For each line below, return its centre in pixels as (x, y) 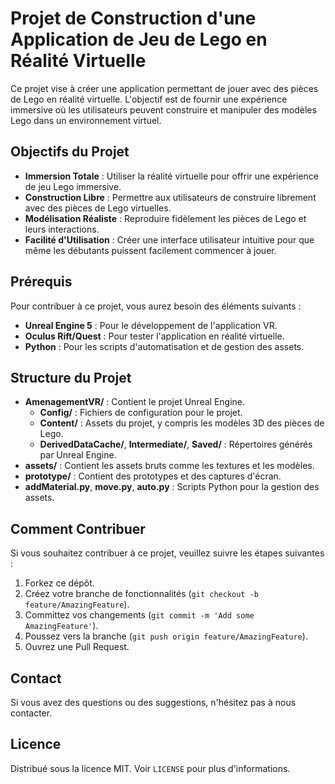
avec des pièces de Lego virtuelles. (98, 208)
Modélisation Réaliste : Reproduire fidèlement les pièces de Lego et (165, 218)
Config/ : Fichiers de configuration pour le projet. (141, 413)
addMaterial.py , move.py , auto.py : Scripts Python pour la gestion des (172, 487)
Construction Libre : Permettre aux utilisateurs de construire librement (170, 197)
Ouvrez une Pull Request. (77, 647)
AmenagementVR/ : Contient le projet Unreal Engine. (135, 402)
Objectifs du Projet (70, 152)
